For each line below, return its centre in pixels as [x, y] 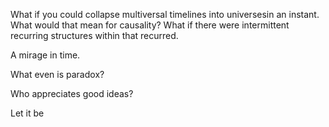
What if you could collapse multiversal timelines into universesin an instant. [165, 14]
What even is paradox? [57, 74]
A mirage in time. [45, 55]
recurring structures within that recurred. [94, 35]
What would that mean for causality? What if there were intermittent [150, 25]
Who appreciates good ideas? [72, 93]
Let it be [27, 113]
